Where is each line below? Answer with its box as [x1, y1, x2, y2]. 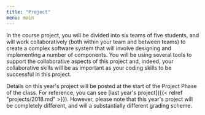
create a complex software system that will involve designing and [6, 44, 172, 52]
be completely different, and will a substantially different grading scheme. [6, 102, 193, 109]
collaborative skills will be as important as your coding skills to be [6, 64, 172, 71]
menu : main [6, 15, 34, 21]
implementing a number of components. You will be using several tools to [6, 51, 192, 58]
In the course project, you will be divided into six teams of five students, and [6, 31, 199, 39]
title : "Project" [6, 9, 51, 15]
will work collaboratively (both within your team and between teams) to [6, 38, 186, 45]
